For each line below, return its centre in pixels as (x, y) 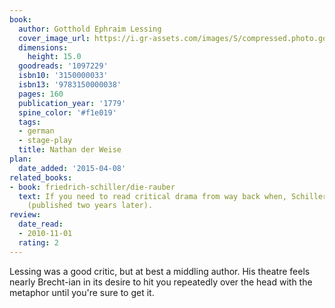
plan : (20, 159)
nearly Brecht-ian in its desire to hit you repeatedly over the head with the (161, 282)
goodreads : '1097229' (63, 66)
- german (36, 131)
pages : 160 (41, 94)
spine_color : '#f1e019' (67, 112)
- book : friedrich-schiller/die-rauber (92, 187)
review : (25, 215)
